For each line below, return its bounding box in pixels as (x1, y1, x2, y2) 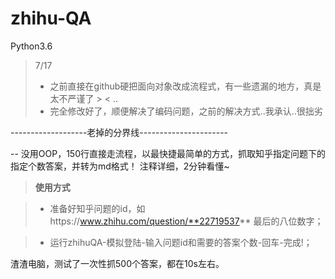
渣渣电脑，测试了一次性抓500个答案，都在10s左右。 (10, 257, 225, 269)
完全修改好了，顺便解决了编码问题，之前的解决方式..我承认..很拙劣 (49, 105, 323, 117)
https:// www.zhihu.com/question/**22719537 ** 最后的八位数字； (49, 215, 324, 227)
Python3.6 (10, 40, 53, 52)
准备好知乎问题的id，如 (49, 202, 146, 214)
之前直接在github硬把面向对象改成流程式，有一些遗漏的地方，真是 (49, 80, 322, 92)
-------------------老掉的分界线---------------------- (10, 126, 229, 138)
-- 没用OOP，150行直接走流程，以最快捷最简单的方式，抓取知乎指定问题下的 (10, 147, 326, 159)
